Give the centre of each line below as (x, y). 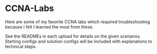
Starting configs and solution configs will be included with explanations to (79, 41)
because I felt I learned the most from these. (49, 27)
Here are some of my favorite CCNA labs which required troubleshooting (78, 22)
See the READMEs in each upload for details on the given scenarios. (73, 36)
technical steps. (21, 46)
